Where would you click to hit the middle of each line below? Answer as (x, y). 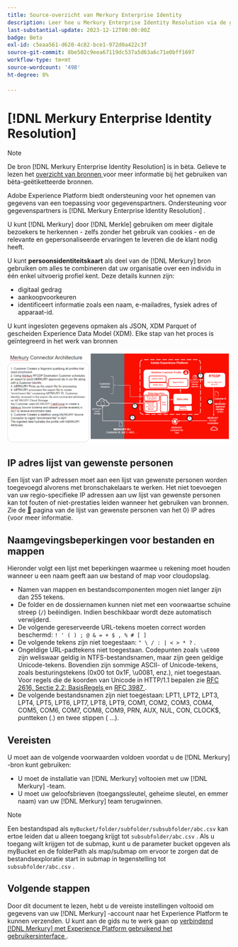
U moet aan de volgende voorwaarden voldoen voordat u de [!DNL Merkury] (119, 757)
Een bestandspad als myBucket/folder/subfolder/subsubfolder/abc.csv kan (118, 829)
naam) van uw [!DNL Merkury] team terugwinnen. (90, 801)
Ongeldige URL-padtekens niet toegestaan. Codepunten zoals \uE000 (118, 650)
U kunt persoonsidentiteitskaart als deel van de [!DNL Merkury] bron (109, 261)
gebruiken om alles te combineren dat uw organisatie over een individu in (114, 268)
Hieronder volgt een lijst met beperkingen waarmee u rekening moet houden (119, 569)
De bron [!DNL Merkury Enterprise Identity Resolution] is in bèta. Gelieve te (117, 167)
